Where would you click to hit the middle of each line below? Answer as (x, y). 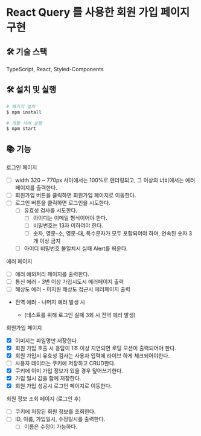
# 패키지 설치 (21, 106)
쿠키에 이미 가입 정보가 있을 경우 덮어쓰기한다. (69, 371)
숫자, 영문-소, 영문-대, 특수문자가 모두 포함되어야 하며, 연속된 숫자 (110, 233)
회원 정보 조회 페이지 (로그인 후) (44, 399)
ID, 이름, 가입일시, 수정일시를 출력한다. (60, 419)
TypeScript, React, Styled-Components (55, 69)
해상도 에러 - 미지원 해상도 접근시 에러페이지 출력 (73, 289)
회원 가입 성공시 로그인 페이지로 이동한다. (63, 386)
